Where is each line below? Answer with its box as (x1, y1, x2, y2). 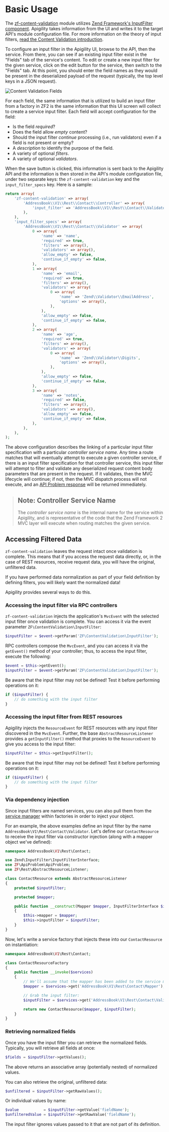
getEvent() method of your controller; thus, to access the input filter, (5, 648, 147, 654)
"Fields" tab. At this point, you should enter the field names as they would (5, 67, 157, 74)
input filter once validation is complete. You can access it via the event (5, 618, 151, 624)
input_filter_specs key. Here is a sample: (5, 181, 93, 187)
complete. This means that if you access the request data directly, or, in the (5, 553, 161, 559)
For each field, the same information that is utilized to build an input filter (5, 97, 156, 104)
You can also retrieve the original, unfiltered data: (5, 1079, 108, 1085)
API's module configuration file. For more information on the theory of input (5, 31, 161, 37)
